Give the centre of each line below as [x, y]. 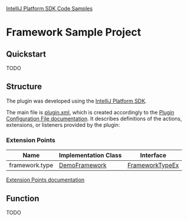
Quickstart [26, 54]
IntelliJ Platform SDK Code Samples [50, 9]
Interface [153, 156]
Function [23, 198]
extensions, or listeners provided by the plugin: [63, 125]
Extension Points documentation [45, 180]
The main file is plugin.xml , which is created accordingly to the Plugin [90, 112]
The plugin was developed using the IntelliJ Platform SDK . [77, 101]
